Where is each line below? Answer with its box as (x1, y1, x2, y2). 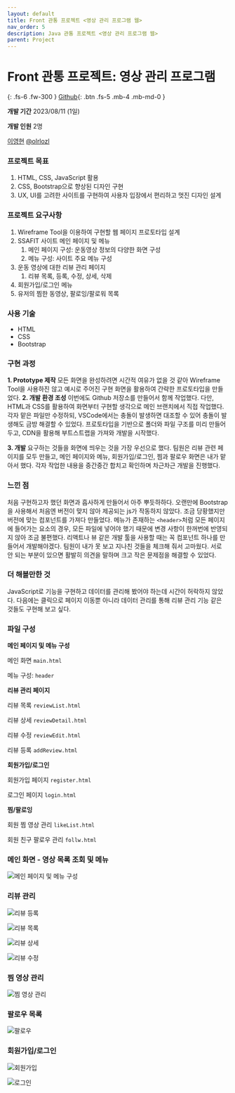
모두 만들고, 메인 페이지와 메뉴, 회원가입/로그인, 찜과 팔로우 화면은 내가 (25, 453, 219, 461)
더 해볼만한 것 (7, 570, 51, 580)
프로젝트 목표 (7, 156, 49, 166)
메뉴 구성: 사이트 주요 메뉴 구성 (27, 254, 112, 262)
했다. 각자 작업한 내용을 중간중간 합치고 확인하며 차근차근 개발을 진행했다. (20, 461, 221, 470)
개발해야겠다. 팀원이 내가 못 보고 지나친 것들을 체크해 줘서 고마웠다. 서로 (25, 542, 222, 550)
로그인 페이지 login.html (7, 791, 76, 799)
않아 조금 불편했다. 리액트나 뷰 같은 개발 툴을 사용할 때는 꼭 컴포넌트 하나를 (14, 533, 219, 541)
